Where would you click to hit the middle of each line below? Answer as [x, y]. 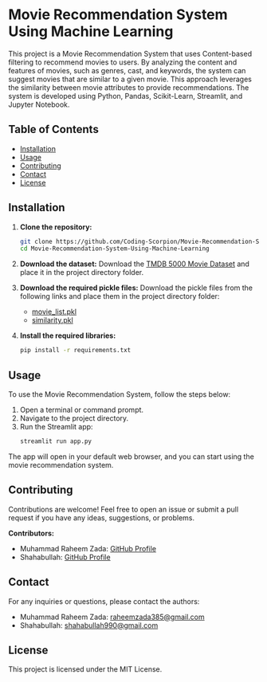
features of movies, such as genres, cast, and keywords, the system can [127, 70]
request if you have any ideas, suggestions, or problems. [102, 517]
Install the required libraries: [68, 335]
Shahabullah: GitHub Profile [65, 557]
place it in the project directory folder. [82, 272]
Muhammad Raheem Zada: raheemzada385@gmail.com [112, 617]
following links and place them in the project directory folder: [120, 296]
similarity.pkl [52, 320]
